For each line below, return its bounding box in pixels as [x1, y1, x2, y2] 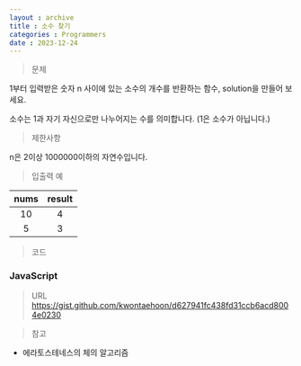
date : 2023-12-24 [9, 38, 78, 48]
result [47, 192, 74, 205]
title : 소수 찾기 [9, 22, 71, 31]
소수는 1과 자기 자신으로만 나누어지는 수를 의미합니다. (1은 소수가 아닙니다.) [9, 113, 271, 124]
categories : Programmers [9, 30, 106, 39]
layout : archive [9, 13, 75, 22]
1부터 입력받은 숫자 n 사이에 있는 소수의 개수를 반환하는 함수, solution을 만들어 [9, 83, 283, 94]
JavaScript [9, 270, 58, 282]
